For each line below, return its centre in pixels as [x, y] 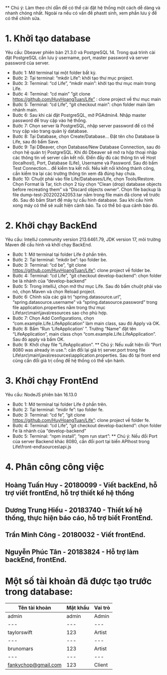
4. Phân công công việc [55, 467]
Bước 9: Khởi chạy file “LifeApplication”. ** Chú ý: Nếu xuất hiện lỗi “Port [87, 344]
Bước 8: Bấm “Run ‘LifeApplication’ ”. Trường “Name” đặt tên [74, 329]
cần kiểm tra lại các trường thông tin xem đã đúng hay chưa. [74, 173]
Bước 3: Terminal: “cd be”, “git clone [49, 265]
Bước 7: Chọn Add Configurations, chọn [53, 318]
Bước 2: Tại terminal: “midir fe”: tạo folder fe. [58, 409]
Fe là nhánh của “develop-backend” [49, 431]
